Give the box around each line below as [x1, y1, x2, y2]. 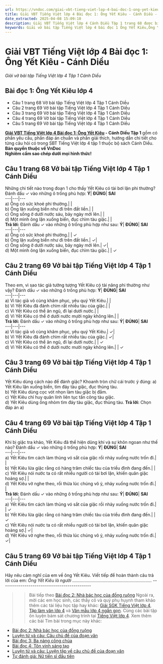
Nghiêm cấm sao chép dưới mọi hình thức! [5, 151, 92, 156]
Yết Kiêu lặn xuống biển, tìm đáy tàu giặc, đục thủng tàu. [5, 384, 118, 390]
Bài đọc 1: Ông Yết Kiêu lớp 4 [5, 87, 93, 95]
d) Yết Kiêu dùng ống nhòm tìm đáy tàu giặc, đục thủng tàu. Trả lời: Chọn [5, 399, 151, 405]
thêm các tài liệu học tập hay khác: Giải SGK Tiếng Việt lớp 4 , [29, 602, 152, 608]
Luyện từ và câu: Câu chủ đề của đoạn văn [12, 632, 98, 638]
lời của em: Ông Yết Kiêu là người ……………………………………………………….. [5, 577, 152, 583]
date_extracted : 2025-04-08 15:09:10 [5, 16, 81, 21]
